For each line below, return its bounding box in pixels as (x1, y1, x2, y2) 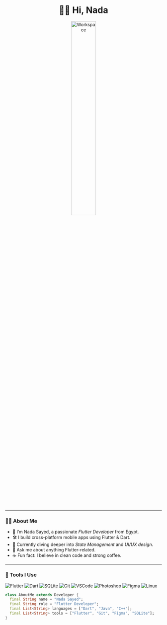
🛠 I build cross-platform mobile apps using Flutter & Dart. (12, 535, 131, 540)
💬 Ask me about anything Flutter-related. (12, 547, 96, 553)
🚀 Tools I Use (5, 571, 37, 578)
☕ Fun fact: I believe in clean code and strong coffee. (12, 552, 122, 558)
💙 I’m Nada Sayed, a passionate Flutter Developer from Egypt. (12, 529, 139, 535)
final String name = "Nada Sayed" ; (9, 597, 83, 602)
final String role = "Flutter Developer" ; (9, 602, 99, 607)
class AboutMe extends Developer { (5, 592, 79, 597)
